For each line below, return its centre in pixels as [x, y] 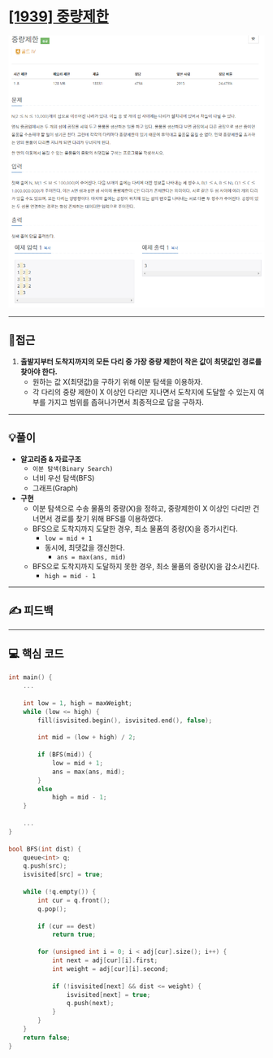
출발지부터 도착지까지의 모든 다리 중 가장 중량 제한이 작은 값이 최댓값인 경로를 [141, 361]
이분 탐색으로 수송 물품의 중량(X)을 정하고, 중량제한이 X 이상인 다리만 [142, 508]
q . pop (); [52, 909]
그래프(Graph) [55, 488]
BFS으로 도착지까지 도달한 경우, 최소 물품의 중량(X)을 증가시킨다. [135, 529]
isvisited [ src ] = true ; [63, 875]
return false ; [47, 1038]
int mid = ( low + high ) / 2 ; [87, 738]
